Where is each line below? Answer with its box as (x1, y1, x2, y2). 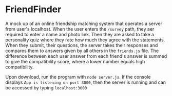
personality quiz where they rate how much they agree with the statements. (5, 37, 165, 43)
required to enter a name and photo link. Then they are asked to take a (5, 31, 154, 37)
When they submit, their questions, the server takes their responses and (5, 42, 158, 48)
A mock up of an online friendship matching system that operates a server (5, 20, 163, 27)
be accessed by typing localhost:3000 (5, 84, 87, 90)
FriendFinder (5, 4, 62, 15)
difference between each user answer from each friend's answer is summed (5, 53, 167, 59)
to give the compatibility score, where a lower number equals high (5, 58, 145, 64)
